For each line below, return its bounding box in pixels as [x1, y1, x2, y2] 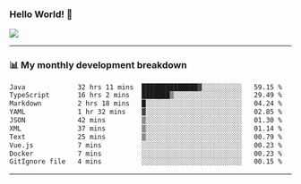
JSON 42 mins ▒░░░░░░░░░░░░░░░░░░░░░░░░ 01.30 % [9, 116, 282, 125]
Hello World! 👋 [9, 8, 73, 21]
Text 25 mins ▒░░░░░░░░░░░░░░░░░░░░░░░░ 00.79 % [9, 132, 282, 141]
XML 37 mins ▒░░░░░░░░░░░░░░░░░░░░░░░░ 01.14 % [9, 124, 282, 133]
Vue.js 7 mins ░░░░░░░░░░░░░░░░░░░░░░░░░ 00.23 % [9, 140, 282, 150]
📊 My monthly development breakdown [9, 59, 187, 71]
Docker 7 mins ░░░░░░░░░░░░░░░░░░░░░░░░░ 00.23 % [9, 149, 282, 158]
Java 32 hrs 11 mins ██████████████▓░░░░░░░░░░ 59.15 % [9, 82, 282, 92]
